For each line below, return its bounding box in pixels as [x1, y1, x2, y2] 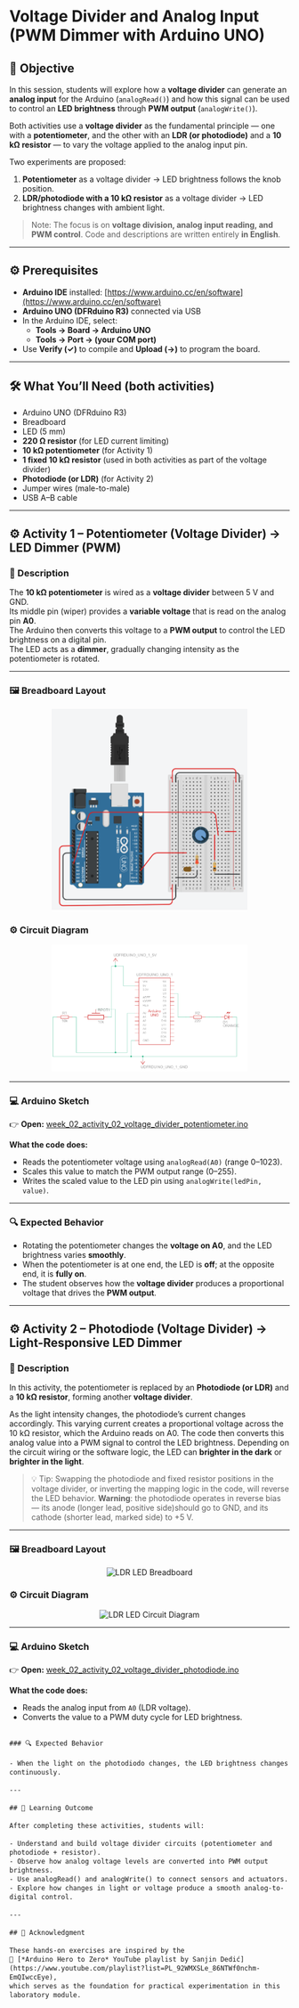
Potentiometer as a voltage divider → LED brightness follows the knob [21, 174, 282, 184]
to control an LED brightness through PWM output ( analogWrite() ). [9, 103, 258, 113]
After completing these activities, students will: [9, 1822, 205, 1831]
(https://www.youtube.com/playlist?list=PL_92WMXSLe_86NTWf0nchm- [9, 1964, 261, 1973]
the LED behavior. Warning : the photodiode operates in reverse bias [30, 1493, 282, 1504]
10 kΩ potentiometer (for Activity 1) [21, 445, 153, 455]
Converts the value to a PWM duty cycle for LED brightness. [21, 1712, 243, 1723]
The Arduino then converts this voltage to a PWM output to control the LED [9, 625, 286, 636]
